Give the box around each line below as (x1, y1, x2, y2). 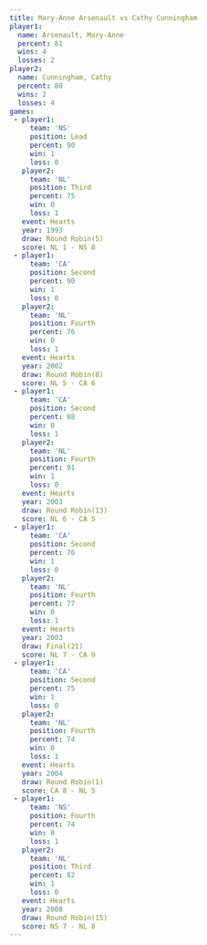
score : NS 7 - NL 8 (21, 921, 96, 931)
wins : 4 (17, 47, 47, 57)
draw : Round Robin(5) (21, 234, 104, 243)
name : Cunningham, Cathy (17, 73, 112, 82)
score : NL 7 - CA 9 (21, 650, 96, 659)
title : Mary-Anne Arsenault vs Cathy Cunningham (9, 13, 198, 23)
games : (9, 107, 35, 116)
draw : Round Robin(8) (21, 370, 104, 379)
